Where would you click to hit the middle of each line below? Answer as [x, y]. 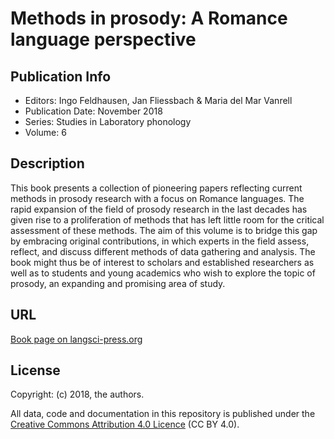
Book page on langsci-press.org [76, 339]
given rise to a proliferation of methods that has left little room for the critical [167, 219]
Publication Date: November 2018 [93, 111]
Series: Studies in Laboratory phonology [108, 121]
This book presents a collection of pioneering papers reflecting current [156, 188]
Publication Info [61, 76]
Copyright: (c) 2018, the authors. [77, 394]
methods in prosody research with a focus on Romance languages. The [157, 198]
